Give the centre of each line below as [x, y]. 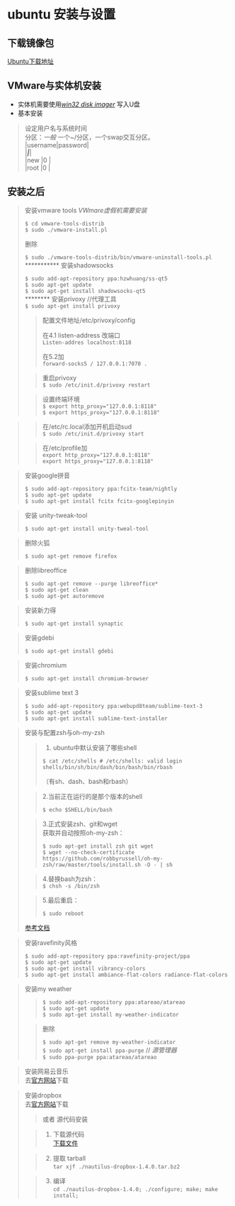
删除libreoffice [46, 570]
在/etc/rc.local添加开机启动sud [87, 426]
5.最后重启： [61, 900]
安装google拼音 [47, 475]
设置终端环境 [61, 399]
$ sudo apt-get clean [56, 590]
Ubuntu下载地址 [31, 61]
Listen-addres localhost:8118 [87, 342]
